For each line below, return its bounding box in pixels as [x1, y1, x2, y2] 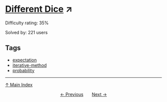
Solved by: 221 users [5, 29, 48, 35]
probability [12, 67, 35, 73]
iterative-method [12, 62, 47, 68]
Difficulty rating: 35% [5, 20, 49, 26]
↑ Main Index [5, 82, 33, 88]
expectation [12, 57, 37, 63]
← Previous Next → [60, 91, 107, 97]
